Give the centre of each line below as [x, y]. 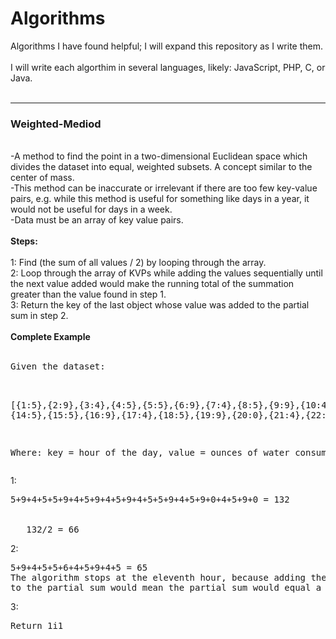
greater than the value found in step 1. [88, 294]
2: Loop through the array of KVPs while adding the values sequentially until [166, 273]
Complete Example [50, 337]
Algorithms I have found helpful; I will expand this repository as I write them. [167, 46]
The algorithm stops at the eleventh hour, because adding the [168, 578]
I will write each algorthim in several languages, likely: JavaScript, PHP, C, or [168, 67]
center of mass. [42, 178]
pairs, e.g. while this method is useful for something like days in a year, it [160, 199]
